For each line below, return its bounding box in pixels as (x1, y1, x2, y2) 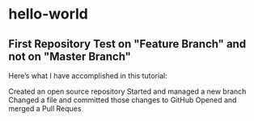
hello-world (8, 5, 89, 23)
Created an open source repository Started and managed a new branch (8, 86, 247, 96)
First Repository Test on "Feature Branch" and (8, 37, 247, 51)
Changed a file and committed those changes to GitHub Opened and (8, 95, 237, 105)
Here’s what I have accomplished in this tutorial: (8, 71, 167, 81)
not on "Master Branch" (8, 49, 132, 63)
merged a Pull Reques (8, 104, 82, 113)
